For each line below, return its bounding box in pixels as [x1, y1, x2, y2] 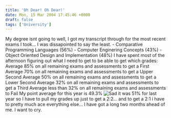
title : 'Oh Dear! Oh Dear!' [5, 7, 66, 13]
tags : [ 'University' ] [5, 22, 52, 27]
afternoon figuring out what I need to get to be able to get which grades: [5, 57, 158, 64]
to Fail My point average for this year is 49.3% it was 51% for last [5, 90, 157, 96]
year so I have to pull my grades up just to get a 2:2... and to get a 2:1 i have [5, 96, 165, 102]
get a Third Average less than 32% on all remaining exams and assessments [5, 85, 166, 91]
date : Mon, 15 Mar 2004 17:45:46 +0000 [5, 12, 91, 17]
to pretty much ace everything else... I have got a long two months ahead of [5, 101, 165, 108]
